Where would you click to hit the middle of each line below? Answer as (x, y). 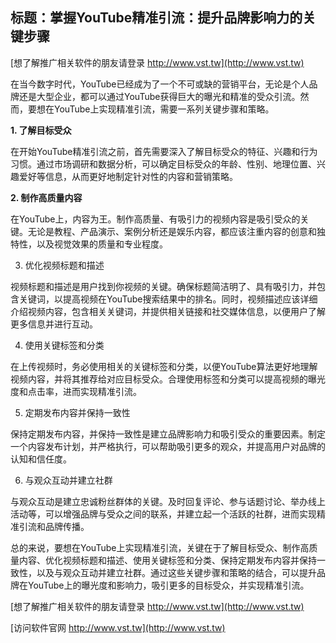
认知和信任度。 (41, 459)
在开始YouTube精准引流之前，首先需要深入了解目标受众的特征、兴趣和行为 (164, 151)
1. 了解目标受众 (41, 130)
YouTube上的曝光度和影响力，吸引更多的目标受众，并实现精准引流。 (168, 585)
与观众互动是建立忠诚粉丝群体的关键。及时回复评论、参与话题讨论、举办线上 (168, 501)
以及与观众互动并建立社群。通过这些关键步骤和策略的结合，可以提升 (176, 572)
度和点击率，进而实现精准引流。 (76, 391)
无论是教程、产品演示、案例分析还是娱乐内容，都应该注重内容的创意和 (172, 231)
